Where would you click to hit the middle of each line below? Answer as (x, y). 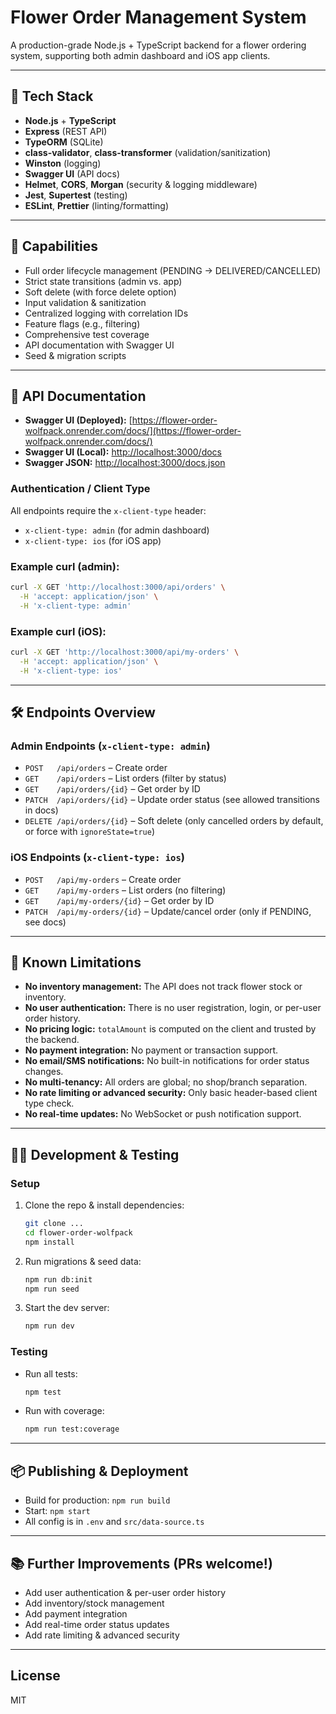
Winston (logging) (63, 163)
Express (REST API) (66, 131)
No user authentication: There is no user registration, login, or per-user (173, 1008)
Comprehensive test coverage (87, 334)
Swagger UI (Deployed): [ (78, 420)
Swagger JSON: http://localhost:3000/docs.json (125, 463)
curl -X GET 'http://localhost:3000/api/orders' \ (118, 587)
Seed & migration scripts (75, 355)
